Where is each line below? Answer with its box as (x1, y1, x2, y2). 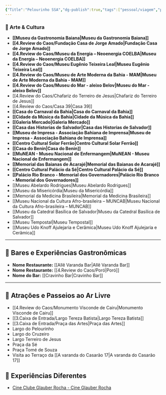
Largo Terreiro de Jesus (12, 336, 61, 342)
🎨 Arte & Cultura (5, 23, 45, 30)
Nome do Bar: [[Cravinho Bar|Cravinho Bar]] (12, 272, 103, 278)
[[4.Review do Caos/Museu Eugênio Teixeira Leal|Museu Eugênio (12, 61, 150, 67)
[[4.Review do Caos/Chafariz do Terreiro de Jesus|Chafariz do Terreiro (12, 93, 157, 99)
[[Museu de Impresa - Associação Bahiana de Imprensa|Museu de (12, 129, 151, 135)
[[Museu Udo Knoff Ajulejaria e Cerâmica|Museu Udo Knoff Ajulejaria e (12, 224, 157, 230)
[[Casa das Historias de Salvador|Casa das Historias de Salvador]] (12, 124, 152, 130)
